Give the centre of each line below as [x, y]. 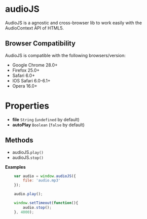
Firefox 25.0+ [26, 70]
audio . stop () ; [37, 207]
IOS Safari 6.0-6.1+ [31, 80]
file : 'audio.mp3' [42, 181]
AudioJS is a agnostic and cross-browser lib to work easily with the [73, 23]
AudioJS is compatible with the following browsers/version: [65, 55]
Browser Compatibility [40, 44]
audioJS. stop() [28, 157]
